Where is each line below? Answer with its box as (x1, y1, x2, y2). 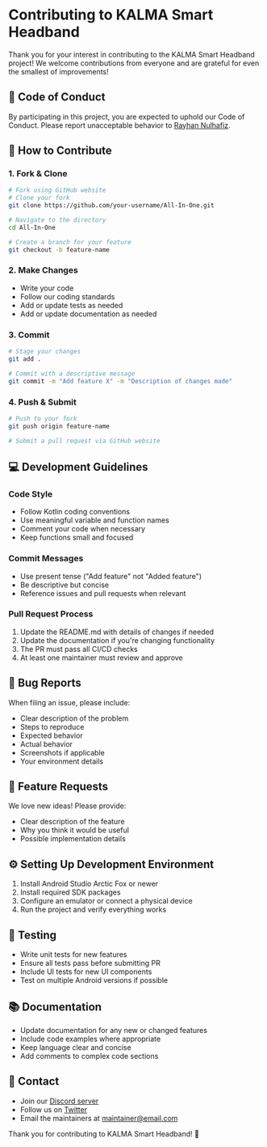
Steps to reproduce (19, 722, 85, 731)
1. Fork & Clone (8, 168, 68, 180)
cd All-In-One (8, 223, 56, 231)
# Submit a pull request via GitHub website (8, 437, 161, 445)
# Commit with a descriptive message (8, 370, 136, 378)
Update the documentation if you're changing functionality (19, 635, 215, 645)
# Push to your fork (8, 414, 78, 422)
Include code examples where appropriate (19, 1034, 161, 1043)
